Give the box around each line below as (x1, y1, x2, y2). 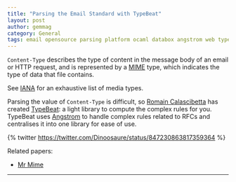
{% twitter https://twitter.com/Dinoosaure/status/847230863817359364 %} (7, 134, 226, 142)
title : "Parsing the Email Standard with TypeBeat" (7, 10, 162, 17)
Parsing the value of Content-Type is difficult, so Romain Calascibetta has (7, 97, 218, 106)
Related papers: (7, 147, 53, 155)
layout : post (7, 17, 46, 24)
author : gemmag (7, 23, 52, 30)
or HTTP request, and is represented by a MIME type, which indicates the (7, 63, 220, 71)
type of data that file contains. (7, 71, 95, 79)
